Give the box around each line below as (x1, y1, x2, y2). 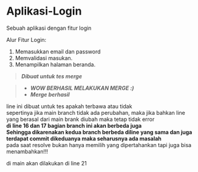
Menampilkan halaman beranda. (15, 61, 96, 68)
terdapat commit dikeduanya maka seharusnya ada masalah (6, 135, 162, 142)
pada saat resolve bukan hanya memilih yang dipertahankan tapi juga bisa (6, 141, 192, 148)
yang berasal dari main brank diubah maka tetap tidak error (6, 115, 155, 123)
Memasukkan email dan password (15, 47, 101, 55)
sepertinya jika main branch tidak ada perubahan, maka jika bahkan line (6, 109, 185, 116)
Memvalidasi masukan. (15, 54, 73, 61)
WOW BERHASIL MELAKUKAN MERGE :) (30, 84, 135, 92)
